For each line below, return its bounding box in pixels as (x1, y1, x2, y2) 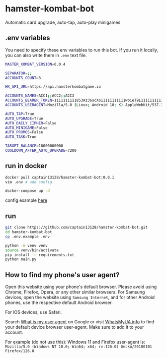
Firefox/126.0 (5, 349, 35, 354)
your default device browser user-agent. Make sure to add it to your (5, 324, 144, 330)
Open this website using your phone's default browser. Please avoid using (5, 284, 157, 290)
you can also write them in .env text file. (5, 52, 87, 58)
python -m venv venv (5, 243, 48, 248)
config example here (5, 197, 48, 203)
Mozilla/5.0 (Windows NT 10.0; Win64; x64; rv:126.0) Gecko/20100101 (5, 344, 153, 350)
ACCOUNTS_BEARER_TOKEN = (5, 98, 55, 103)
